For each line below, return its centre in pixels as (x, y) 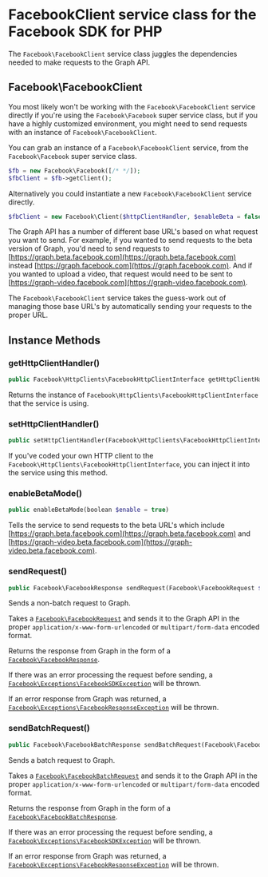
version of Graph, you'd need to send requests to (89, 248)
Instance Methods (55, 340)
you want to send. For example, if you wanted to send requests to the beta (130, 240)
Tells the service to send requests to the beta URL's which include (116, 526)
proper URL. (28, 315)
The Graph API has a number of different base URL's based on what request (133, 232)
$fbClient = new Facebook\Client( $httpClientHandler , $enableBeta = (124, 216)
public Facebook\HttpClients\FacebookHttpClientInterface (106, 380)
